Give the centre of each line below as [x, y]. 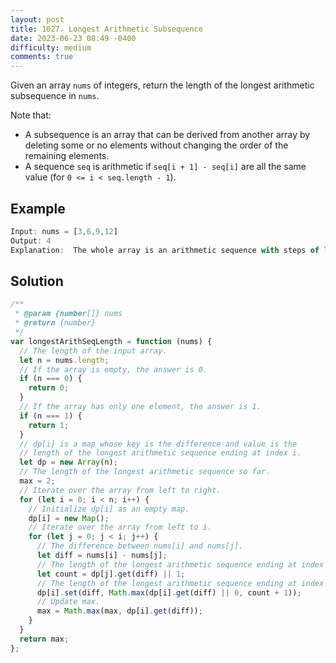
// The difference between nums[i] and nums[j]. [140, 546]
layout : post [37, 19]
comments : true [42, 57]
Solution [37, 281]
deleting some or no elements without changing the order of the [156, 145]
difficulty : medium [51, 47]
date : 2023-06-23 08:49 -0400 [73, 38]
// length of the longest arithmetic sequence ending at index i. [160, 453]
